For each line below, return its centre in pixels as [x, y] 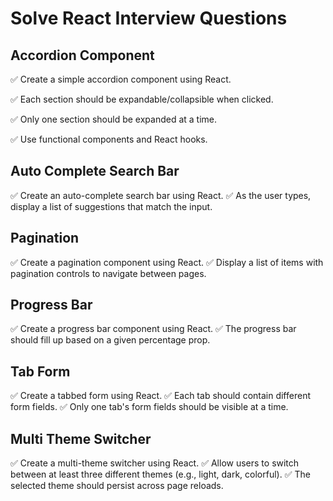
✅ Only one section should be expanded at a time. [114, 119]
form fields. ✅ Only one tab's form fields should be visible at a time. [149, 407]
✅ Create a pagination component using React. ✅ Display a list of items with [167, 262]
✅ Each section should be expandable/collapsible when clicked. [142, 99]
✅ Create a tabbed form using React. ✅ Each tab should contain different [160, 396]
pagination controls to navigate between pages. [108, 273]
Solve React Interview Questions [149, 18]
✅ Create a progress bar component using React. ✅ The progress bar [153, 329]
